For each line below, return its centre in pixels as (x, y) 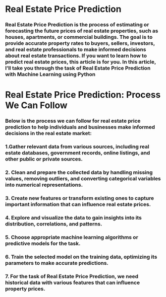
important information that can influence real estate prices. (78, 204)
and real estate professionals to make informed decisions (76, 50)
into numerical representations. (44, 185)
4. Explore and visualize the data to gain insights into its (74, 218)
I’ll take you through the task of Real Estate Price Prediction (78, 68)
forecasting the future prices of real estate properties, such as (82, 31)
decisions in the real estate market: (48, 134)
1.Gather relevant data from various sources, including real (77, 147)
